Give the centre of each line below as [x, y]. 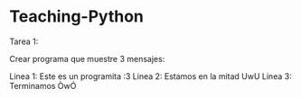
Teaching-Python [77, 17]
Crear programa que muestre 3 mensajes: [87, 58]
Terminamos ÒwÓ [43, 85]
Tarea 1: [24, 41]
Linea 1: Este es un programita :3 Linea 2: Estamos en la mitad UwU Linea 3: [150, 76]
